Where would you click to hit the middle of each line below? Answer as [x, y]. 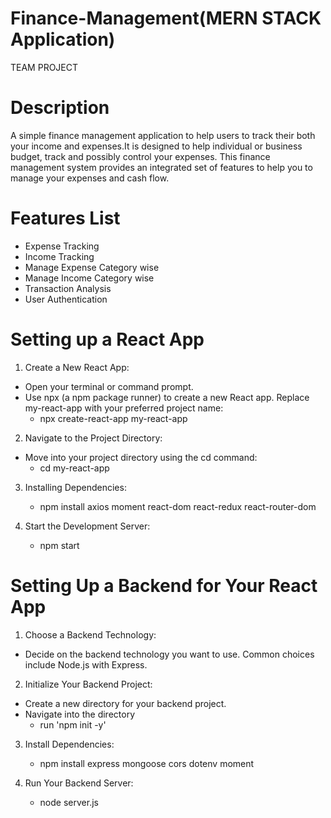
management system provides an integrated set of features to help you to [161, 167]
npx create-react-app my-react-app [113, 418]
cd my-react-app [74, 468]
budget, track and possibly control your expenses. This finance [140, 156]
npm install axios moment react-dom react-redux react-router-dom [178, 506]
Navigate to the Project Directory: [93, 438]
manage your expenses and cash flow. [90, 178]
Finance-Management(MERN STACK [166, 18]
